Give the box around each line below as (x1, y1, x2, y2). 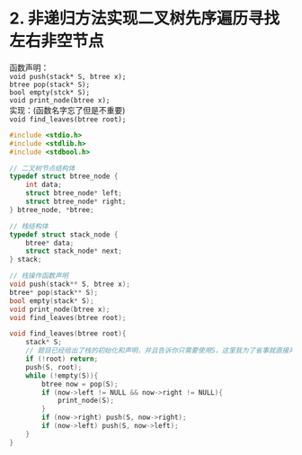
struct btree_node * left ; (25, 189, 123, 198)
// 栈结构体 (9, 221, 49, 230)
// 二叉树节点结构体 (9, 164, 75, 173)
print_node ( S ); (57, 397, 115, 406)
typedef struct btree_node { (9, 172, 119, 181)
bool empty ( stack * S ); (9, 296, 94, 306)
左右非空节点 (9, 31, 105, 51)
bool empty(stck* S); (9, 87, 91, 97)
